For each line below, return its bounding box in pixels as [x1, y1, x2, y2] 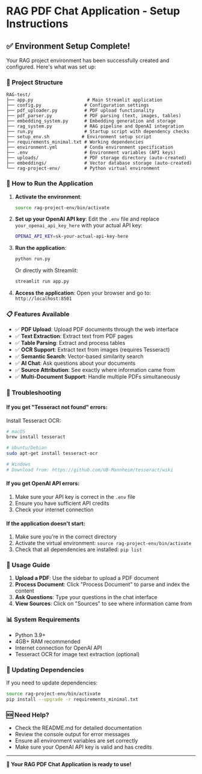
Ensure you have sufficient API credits [14, 499, 109, 507]
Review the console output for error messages [14, 731, 130, 738]
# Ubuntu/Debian [6, 445, 47, 451]
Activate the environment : [14, 193, 82, 200]
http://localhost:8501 [14, 296, 72, 302]
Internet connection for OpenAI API [14, 644, 102, 651]
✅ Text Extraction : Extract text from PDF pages [14, 332, 133, 340]
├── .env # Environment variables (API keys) [6, 150, 176, 156]
